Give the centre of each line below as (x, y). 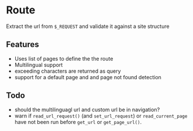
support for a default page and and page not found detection (88, 77)
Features (23, 45)
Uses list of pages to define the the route (64, 58)
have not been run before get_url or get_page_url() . (78, 122)
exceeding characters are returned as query (68, 71)
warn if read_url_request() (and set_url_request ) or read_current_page (101, 116)
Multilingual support (39, 65)
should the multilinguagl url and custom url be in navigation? (87, 109)
